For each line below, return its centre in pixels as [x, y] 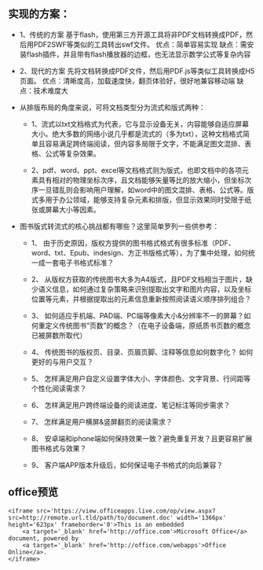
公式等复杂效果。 [73, 153]
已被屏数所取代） [59, 335]
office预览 [33, 493]
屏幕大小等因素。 [73, 209]
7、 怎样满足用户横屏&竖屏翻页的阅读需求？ [102, 421]
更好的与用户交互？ [62, 362]
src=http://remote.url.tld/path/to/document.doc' [91, 517]
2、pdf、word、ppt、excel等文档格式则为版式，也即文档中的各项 [137, 170]
